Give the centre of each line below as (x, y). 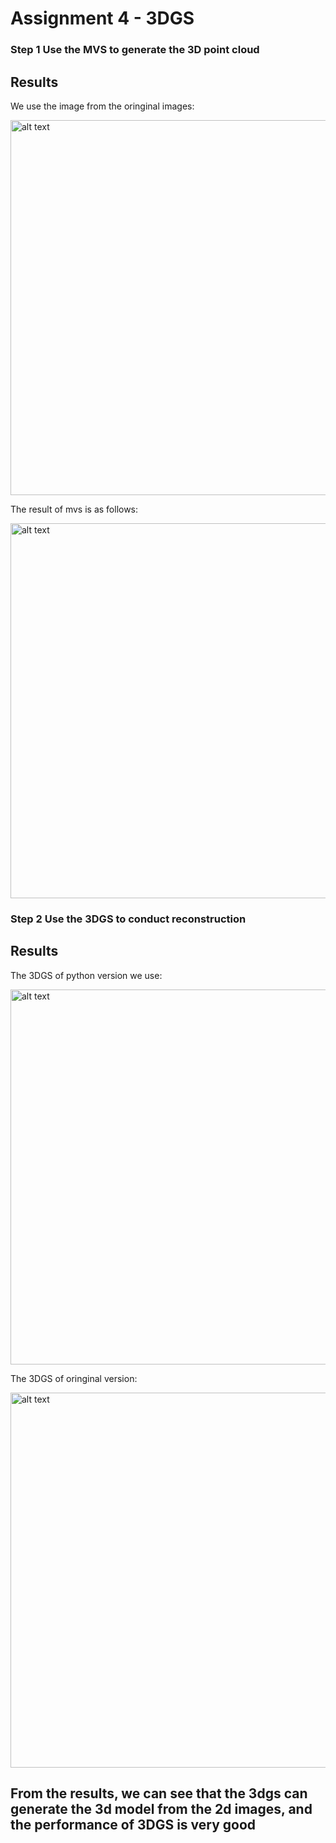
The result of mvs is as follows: (74, 509)
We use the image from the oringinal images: (102, 106)
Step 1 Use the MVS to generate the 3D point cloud (135, 50)
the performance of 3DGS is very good (133, 1825)
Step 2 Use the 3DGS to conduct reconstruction (128, 919)
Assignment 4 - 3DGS (102, 18)
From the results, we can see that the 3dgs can (159, 1793)
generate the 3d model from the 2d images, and (161, 1809)
